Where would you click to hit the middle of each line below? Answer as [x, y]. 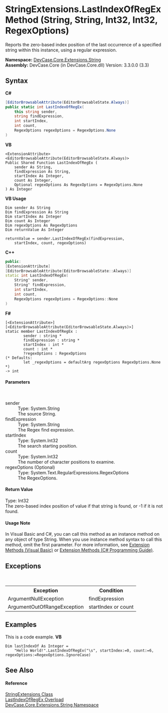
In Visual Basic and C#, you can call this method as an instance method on [82, 534]
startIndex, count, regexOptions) [50, 243]
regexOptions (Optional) [30, 467]
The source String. [37, 413]
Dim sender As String [28, 207]
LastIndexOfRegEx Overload [34, 700]
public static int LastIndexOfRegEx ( [45, 107]
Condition [111, 590]
